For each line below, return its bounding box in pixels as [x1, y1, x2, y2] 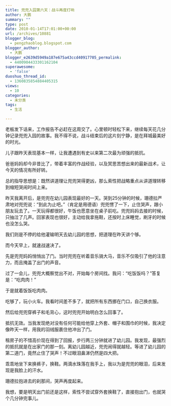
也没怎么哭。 [5, 220, 32, 226]
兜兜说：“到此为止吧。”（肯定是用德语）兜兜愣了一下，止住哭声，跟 [18, 201, 159, 207]
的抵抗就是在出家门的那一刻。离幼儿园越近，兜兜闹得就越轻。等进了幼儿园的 [5, 344, 166, 349]
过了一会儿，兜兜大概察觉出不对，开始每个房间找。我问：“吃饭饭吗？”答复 [5, 270, 161, 276]
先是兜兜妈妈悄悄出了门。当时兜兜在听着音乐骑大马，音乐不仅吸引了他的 [5, 253, 157, 259]
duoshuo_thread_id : [5, 74, 47, 79]
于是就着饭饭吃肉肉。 [5, 288, 50, 293]
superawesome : [5, 64, 36, 69]
